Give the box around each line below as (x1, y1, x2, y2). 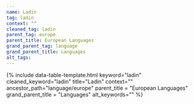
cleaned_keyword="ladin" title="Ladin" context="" (6, 78, 133, 85)
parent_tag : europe (6, 32, 56, 38)
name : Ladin (6, 9, 37, 15)
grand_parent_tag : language (6, 43, 78, 50)
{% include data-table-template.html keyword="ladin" (6, 71, 142, 78)
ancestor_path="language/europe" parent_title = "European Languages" (6, 84, 189, 92)
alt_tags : (6, 54, 32, 61)
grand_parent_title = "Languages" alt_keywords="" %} (6, 91, 143, 98)
